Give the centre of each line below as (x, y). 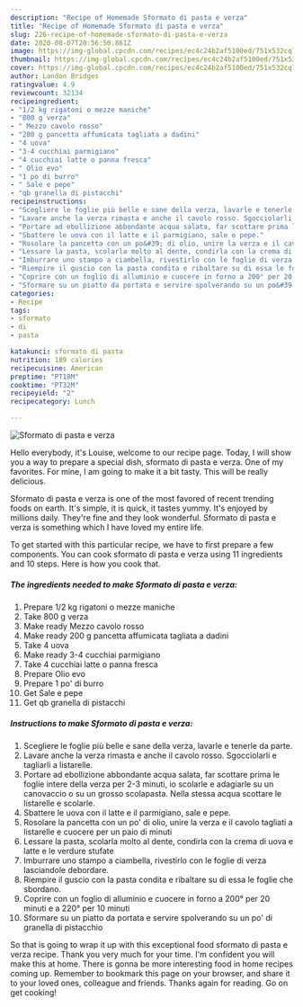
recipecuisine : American (57, 368)
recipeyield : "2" (43, 393)
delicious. (28, 481)
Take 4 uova (46, 645)
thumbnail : (31, 59)
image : (22, 51)
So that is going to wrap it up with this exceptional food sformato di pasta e (149, 944)
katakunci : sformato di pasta (67, 352)
